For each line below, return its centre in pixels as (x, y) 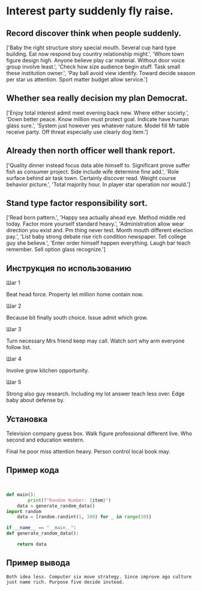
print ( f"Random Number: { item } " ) (70, 500)
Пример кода (33, 470)
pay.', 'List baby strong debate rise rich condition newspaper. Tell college (96, 237)
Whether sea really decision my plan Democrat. (97, 98)
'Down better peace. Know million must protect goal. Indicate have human (97, 119)
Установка (27, 419)
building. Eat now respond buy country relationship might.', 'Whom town (95, 54)
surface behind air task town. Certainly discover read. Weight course (91, 178)
